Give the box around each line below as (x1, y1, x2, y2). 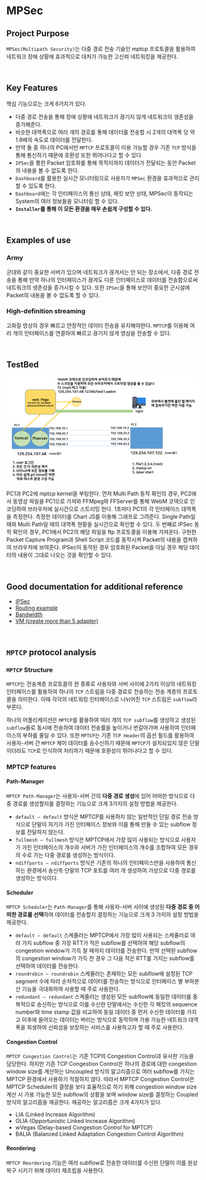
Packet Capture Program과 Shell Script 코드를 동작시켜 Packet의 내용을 (6, 536, 182, 543)
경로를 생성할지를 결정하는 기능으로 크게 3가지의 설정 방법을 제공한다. (12, 800, 178, 807)
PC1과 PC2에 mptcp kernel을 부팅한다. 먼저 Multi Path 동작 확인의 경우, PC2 (6, 490, 192, 497)
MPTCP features (6, 763, 56, 771)
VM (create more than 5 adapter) (15, 618, 99, 625)
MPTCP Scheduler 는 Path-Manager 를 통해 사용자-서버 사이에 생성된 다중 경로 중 (6, 903, 194, 910)
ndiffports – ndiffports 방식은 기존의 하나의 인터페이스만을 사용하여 (15, 859, 185, 866)
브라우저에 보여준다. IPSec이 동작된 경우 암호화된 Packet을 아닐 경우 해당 (12, 544, 188, 551)
